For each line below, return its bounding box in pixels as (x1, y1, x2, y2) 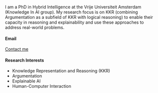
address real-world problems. (5, 25, 65, 30)
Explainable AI (12, 78, 41, 84)
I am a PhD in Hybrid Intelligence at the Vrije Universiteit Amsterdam (5, 4, 141, 10)
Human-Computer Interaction (12, 83, 71, 89)
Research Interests (5, 57, 44, 63)
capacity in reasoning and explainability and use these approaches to (5, 19, 144, 25)
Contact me (5, 46, 29, 52)
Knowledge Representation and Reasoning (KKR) (12, 68, 110, 74)
